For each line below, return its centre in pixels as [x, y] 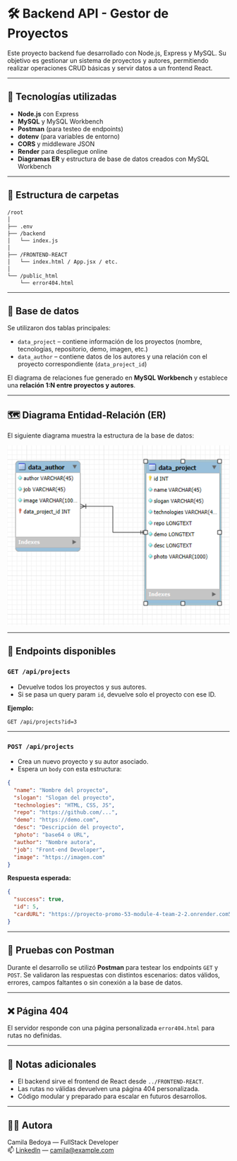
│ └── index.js [33, 241]
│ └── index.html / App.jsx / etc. [63, 262]
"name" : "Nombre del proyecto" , [61, 790]
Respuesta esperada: [39, 878]
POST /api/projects [41, 746]
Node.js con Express [48, 114]
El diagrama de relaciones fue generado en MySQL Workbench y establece [117, 378]
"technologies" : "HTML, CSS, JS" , [64, 805]
